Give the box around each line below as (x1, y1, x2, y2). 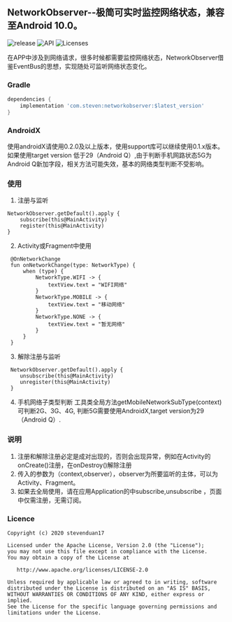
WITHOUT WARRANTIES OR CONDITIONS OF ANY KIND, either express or (7, 590, 205, 597)
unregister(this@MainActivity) (20, 379, 111, 386)
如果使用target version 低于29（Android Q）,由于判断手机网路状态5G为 (7, 151, 212, 160)
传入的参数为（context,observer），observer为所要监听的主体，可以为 (17, 469, 219, 478)
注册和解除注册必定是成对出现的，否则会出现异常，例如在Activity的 (17, 452, 211, 460)
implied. (7, 597, 33, 604)
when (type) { (22, 268, 64, 275)
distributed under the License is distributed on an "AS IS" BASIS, (7, 584, 211, 592)
